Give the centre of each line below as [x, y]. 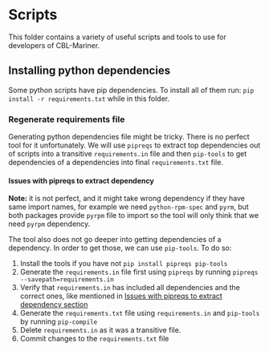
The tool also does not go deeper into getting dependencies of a [115, 240]
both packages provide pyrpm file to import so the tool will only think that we [134, 216]
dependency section [54, 305]
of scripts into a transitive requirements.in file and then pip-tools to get [128, 154]
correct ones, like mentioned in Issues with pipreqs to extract [121, 296]
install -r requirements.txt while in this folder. [89, 99]
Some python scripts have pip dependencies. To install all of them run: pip [131, 90]
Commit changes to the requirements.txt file [94, 339]
